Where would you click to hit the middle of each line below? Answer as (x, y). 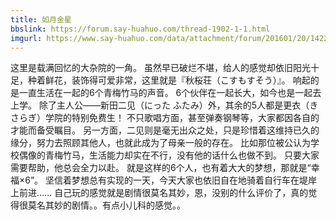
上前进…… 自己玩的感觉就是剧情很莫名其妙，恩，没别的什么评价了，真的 (159, 193)
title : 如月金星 (41, 19)
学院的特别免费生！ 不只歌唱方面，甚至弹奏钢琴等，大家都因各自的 (182, 118)
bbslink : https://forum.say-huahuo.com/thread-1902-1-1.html (140, 29)
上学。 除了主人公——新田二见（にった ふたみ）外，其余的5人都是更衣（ (160, 105)
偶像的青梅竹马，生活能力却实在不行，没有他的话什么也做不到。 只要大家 (169, 155)
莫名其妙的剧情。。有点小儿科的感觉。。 (106, 205)
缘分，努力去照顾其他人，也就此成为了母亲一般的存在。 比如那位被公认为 (160, 143)
